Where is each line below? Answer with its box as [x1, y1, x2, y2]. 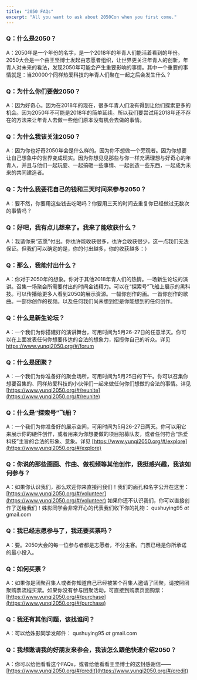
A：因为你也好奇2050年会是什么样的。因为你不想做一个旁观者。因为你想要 [6, 147, 187, 154]
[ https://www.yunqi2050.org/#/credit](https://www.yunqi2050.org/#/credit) [6, 667, 189, 674]
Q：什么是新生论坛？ [6, 314, 65, 322]
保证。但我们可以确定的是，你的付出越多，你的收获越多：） [6, 245, 150, 252]
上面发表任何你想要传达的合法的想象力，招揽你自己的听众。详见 [16, 336, 171, 343]
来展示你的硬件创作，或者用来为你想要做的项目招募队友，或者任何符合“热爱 [6, 431, 189, 438]
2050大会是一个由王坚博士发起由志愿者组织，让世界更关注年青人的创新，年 [6, 56, 189, 64]
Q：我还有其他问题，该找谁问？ [6, 615, 95, 624]
